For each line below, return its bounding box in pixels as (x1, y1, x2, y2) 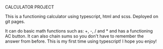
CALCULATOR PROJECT (5, 4, 54, 10)
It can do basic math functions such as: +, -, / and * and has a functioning (5, 28, 153, 33)
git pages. (5, 19, 25, 24)
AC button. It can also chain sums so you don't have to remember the (5, 33, 144, 39)
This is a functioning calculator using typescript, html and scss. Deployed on (5, 14, 159, 19)
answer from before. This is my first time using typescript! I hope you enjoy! (5, 38, 157, 44)
